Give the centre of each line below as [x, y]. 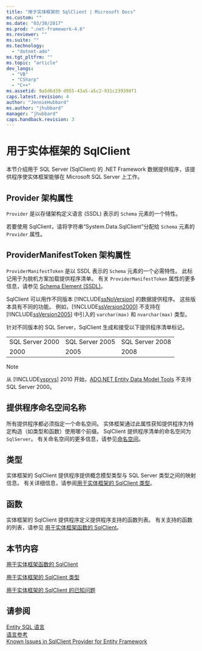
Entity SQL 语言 [25, 627]
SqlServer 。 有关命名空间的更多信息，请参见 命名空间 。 [75, 439]
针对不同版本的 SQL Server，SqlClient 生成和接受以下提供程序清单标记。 [97, 327]
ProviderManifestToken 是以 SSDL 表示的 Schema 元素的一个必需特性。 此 [97, 270]
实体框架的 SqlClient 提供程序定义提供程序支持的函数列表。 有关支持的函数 [99, 520]
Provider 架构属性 [40, 198]
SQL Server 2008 [146, 342]
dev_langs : [20, 68]
